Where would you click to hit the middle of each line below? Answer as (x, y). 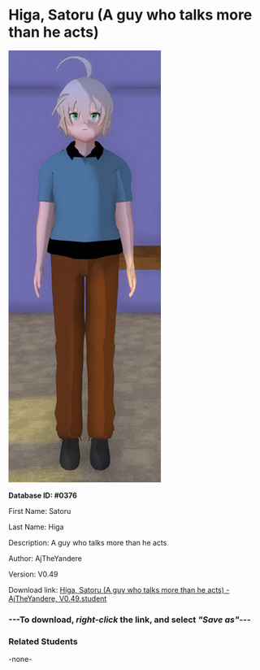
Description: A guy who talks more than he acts (88, 542)
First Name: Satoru (40, 511)
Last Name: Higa (36, 527)
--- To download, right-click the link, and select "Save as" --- (130, 620)
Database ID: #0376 (43, 495)
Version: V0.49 (33, 574)
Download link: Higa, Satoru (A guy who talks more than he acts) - (119, 590)
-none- (20, 659)
